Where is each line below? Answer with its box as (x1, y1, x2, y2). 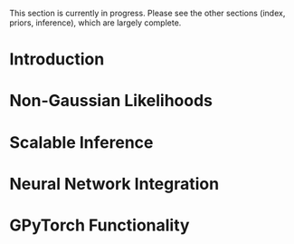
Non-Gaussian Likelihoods (9, 91, 213, 112)
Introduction (9, 49, 105, 70)
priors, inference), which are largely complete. (9, 17, 182, 28)
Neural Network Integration (9, 173, 220, 194)
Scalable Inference (9, 132, 154, 152)
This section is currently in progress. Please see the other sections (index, (9, 8, 286, 18)
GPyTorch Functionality (9, 215, 190, 235)
